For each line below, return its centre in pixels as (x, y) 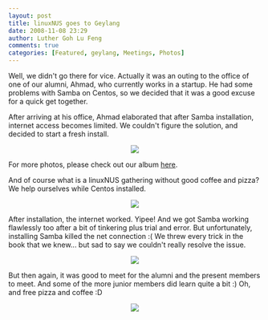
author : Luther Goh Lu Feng (55, 38)
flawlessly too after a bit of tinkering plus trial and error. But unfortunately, (130, 228)
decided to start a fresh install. (59, 134)
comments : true (34, 46)
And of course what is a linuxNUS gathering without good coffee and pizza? (134, 180)
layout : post (30, 16)
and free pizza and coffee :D (55, 292)
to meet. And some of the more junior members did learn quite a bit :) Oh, (130, 284)
